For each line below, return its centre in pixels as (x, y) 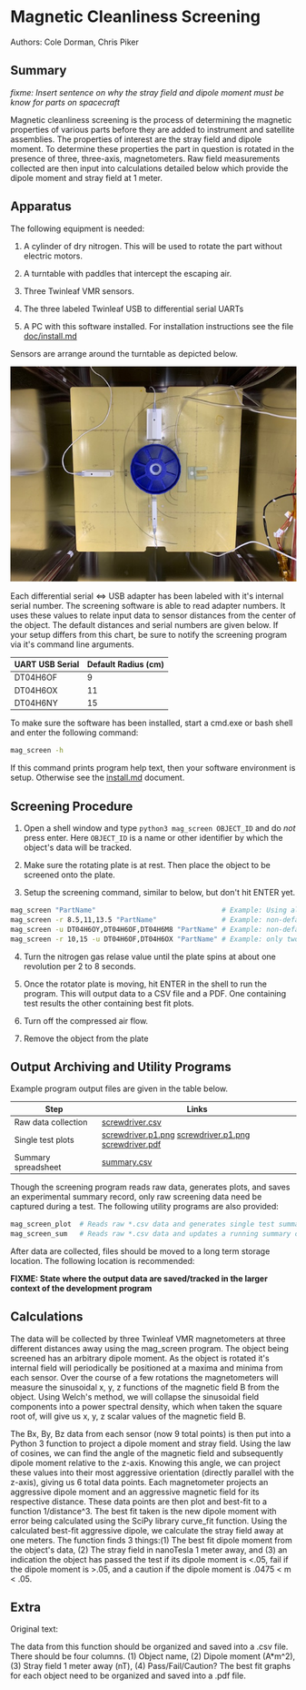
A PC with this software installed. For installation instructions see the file (158, 326)
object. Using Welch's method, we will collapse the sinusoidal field (135, 1397)
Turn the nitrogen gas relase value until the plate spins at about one (149, 956)
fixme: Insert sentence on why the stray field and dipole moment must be (147, 92)
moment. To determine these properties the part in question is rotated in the (152, 148)
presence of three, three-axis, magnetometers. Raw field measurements (145, 158)
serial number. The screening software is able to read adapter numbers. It (148, 605)
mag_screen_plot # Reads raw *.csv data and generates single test (143, 1224)
